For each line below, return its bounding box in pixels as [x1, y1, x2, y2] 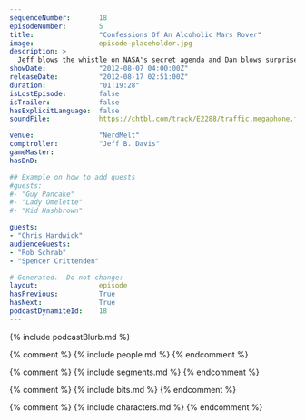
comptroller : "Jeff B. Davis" [9, 140, 161, 149]
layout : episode [9, 281, 128, 290]
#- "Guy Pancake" [9, 190, 75, 199]
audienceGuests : [9, 239, 71, 249]
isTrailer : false [9, 97, 120, 107]
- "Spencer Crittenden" [9, 256, 100, 266]
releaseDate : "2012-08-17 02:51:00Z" [9, 73, 189, 82]
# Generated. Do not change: [9, 273, 124, 282]
